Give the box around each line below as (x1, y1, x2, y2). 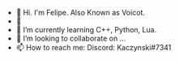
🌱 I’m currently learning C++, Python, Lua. (15, 25, 157, 34)
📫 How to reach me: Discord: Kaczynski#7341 (15, 43, 172, 52)
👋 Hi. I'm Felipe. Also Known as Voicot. (15, 8, 146, 17)
